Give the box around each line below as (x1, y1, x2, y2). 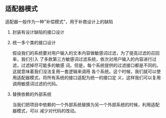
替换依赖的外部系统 (12, 91, 52, 97)
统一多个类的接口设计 (12, 39, 56, 45)
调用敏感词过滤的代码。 (12, 81, 60, 87)
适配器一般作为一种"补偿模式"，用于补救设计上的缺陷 (5, 19, 114, 25)
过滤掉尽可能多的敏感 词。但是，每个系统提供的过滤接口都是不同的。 (21, 62, 161, 68)
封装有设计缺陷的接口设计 (12, 29, 65, 35)
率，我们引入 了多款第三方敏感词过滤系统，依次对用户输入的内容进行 (12, 56, 152, 62)
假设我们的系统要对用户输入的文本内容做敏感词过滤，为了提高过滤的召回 (12, 50, 160, 56)
